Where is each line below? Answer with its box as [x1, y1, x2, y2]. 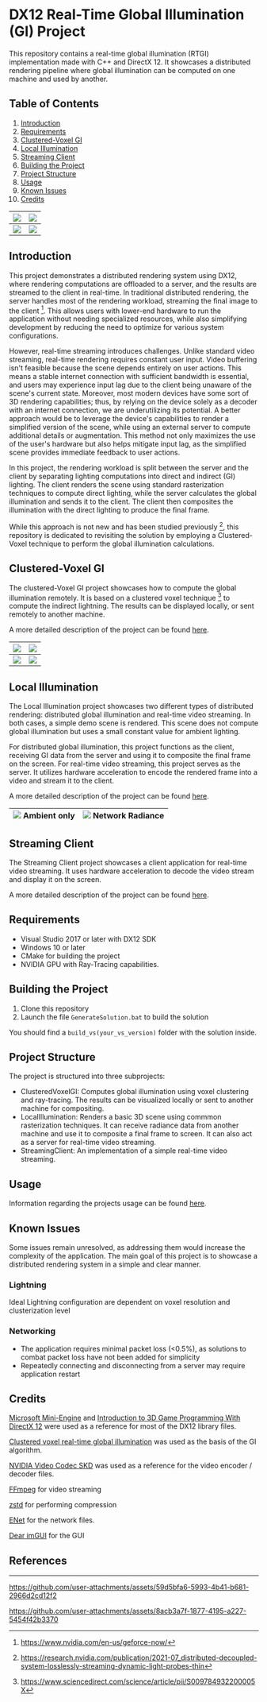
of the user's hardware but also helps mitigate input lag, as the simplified [9, 439, 246, 449]
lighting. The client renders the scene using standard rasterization [9, 480, 224, 489]
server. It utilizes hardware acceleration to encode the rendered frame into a [9, 768, 258, 777]
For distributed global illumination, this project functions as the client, [9, 742, 235, 752]
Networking [9, 1325, 56, 1336]
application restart [20, 1369, 81, 1379]
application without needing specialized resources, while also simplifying [9, 314, 248, 323]
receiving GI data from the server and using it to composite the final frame [9, 751, 251, 760]
